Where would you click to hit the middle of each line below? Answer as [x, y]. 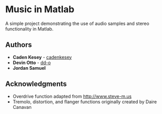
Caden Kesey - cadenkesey [42, 57]
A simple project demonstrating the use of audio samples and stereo [77, 23]
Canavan [22, 107]
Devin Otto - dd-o [32, 63]
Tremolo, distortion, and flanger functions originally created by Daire [85, 102]
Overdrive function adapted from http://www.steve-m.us [72, 96]
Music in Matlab [40, 9]
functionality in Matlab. [29, 28]
